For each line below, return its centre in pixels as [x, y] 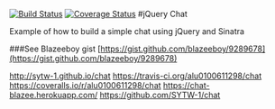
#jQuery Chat [163, 14]
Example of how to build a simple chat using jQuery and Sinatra [127, 31]
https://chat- [186, 85]
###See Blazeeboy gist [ [55, 49]
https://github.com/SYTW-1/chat [160, 95]
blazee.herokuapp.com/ [54, 95]
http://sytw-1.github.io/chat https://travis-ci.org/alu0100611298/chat [136, 76]
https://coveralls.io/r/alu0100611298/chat [85, 85]
